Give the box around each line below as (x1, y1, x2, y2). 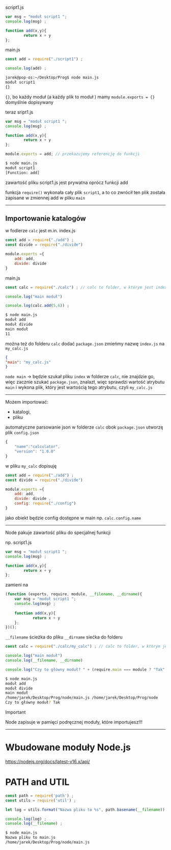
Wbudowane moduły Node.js (5, 741, 131, 753)
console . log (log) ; (5, 816, 47, 821)
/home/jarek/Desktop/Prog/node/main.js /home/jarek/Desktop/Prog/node (5, 695, 158, 700)
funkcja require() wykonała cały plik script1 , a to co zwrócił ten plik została (5, 189, 165, 195)
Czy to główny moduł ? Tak (5, 700, 60, 705)
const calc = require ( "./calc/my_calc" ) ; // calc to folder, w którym (5, 644, 160, 649)
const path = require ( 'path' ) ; (5, 793, 74, 798)
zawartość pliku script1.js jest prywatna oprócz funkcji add (5, 179, 128, 185)
